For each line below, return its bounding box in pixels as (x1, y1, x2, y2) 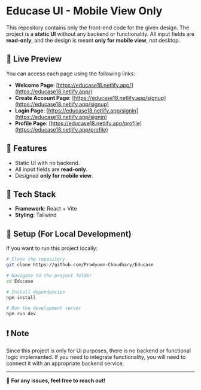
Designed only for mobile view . (14, 172, 93, 179)
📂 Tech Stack (6, 189, 56, 199)
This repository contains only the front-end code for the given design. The (6, 24, 190, 31)
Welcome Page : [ (14, 81, 59, 89)
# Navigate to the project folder (6, 272, 93, 279)
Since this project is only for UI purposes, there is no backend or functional (6, 347, 191, 354)
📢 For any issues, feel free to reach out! (6, 377, 106, 384)
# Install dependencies (6, 289, 66, 295)
